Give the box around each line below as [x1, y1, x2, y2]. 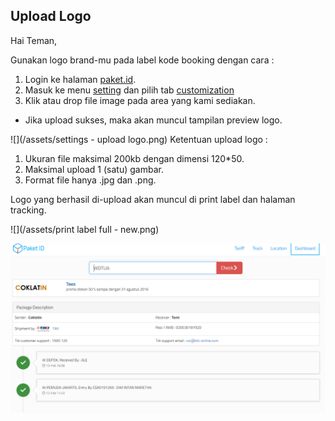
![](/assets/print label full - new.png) [10, 223, 160, 235]
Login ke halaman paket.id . [24, 73, 137, 85]
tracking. [10, 204, 47, 216]
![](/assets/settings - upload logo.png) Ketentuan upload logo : [10, 133, 268, 145]
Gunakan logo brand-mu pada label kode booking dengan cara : [10, 54, 275, 66]
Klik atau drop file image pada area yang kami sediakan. [24, 94, 256, 106]
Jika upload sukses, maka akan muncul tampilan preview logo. [24, 114, 283, 126]
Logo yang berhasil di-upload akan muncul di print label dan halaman [10, 193, 296, 205]
